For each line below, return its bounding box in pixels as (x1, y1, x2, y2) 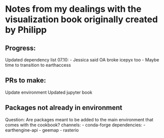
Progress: (5, 44, 36, 52)
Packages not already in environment (5, 104, 123, 112)
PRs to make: (5, 76, 46, 84)
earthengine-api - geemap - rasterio (5, 127, 79, 133)
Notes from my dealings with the (5, 3, 142, 15)
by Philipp (5, 25, 47, 35)
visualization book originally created (5, 14, 158, 25)
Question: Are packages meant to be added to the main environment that (5, 116, 154, 122)
